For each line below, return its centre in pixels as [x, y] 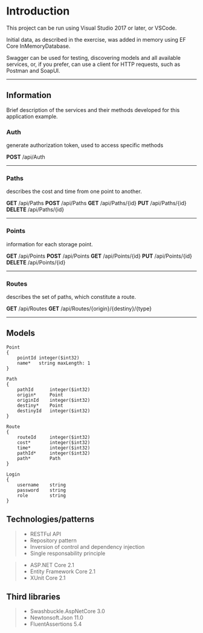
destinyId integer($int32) [54, 411]
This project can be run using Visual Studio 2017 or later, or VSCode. [92, 28]
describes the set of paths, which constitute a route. [71, 297]
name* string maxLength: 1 [54, 363]
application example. [32, 116]
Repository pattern [53, 540]
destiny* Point [40, 405]
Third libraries [33, 596]
